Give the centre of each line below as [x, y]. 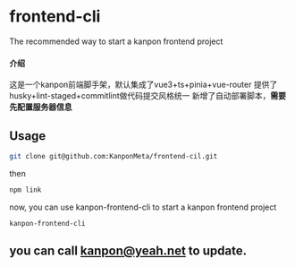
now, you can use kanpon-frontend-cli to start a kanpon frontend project [143, 207]
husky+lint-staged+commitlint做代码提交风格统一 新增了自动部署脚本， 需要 [147, 96]
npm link [25, 190]
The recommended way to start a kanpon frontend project [116, 41]
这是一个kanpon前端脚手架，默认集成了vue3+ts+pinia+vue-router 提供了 [143, 85]
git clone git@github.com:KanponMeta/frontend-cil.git [114, 156]
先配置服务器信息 [41, 107]
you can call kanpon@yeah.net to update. [128, 251]
